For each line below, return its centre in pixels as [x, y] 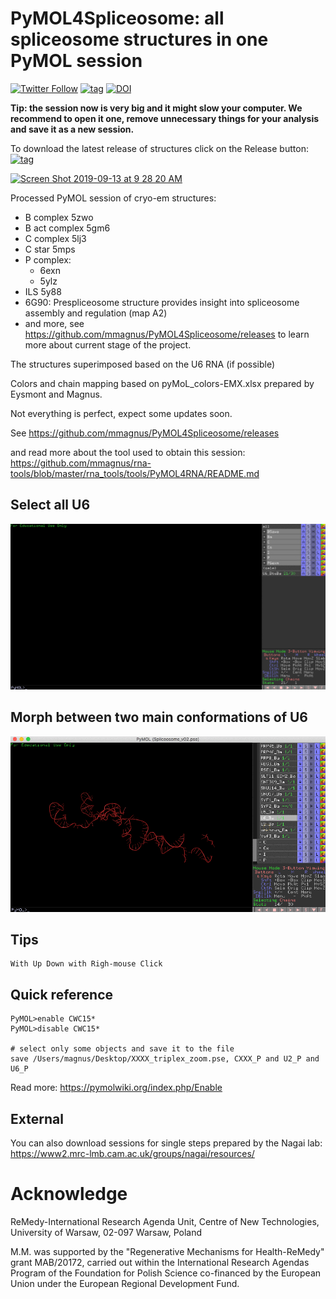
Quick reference [62, 994]
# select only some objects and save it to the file [122, 1049]
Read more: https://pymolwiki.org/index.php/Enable [116, 1088]
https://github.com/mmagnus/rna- [81, 463]
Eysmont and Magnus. [56, 394]
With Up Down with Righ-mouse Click [86, 964]
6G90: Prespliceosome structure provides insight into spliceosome [162, 302]
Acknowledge [69, 1194]
